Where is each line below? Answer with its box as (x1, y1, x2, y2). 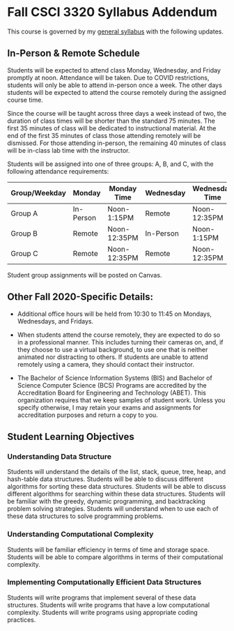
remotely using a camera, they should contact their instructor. (17, 360, 195, 368)
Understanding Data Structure (7, 451, 112, 461)
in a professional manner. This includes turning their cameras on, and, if (17, 337, 224, 346)
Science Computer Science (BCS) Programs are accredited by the (17, 381, 207, 389)
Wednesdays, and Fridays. (17, 317, 94, 325)
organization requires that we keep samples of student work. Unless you (17, 395, 226, 404)
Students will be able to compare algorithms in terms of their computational (7, 552, 224, 561)
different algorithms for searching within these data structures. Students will (7, 489, 226, 499)
